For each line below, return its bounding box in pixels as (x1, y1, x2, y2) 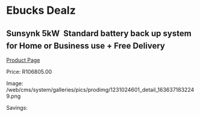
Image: (6, 80, 23, 87)
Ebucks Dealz (6, 4, 77, 17)
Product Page (6, 56, 40, 64)
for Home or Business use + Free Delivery (6, 40, 166, 51)
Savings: (6, 104, 28, 111)
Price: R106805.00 (6, 68, 52, 75)
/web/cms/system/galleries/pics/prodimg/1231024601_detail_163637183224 (6, 86, 195, 93)
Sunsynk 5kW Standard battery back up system (6, 28, 192, 38)
